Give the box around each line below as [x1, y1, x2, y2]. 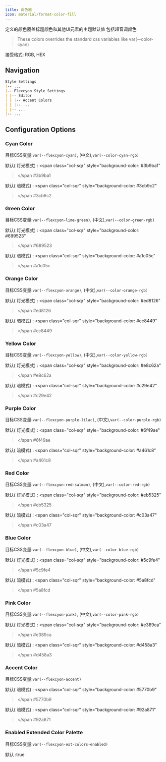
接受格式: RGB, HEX [5, 52, 46, 58]
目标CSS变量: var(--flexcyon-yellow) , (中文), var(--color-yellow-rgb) [5, 352, 148, 357]
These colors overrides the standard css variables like [17, 36, 128, 42]
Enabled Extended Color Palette [5, 729, 83, 736]
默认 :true [5, 752, 25, 758]
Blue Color [5, 534, 31, 541]
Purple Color [5, 405, 36, 411]
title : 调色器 [5, 7, 32, 12]
